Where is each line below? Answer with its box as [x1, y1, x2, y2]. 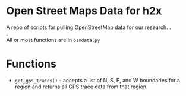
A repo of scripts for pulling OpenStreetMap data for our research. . [6, 24, 171, 31]
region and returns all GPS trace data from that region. [14, 83, 148, 90]
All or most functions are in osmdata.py [6, 36, 100, 43]
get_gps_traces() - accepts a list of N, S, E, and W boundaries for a [14, 76, 180, 84]
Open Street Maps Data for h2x [6, 4, 162, 18]
